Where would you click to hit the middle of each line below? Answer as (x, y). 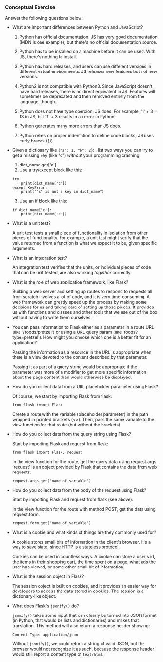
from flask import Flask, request (47, 453)
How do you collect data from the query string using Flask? (71, 434)
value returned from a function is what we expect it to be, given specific (84, 243)
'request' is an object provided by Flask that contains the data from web (84, 467)
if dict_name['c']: (32, 210)
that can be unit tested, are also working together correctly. (72, 273)
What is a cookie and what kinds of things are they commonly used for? (84, 532)
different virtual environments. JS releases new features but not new (88, 71)
